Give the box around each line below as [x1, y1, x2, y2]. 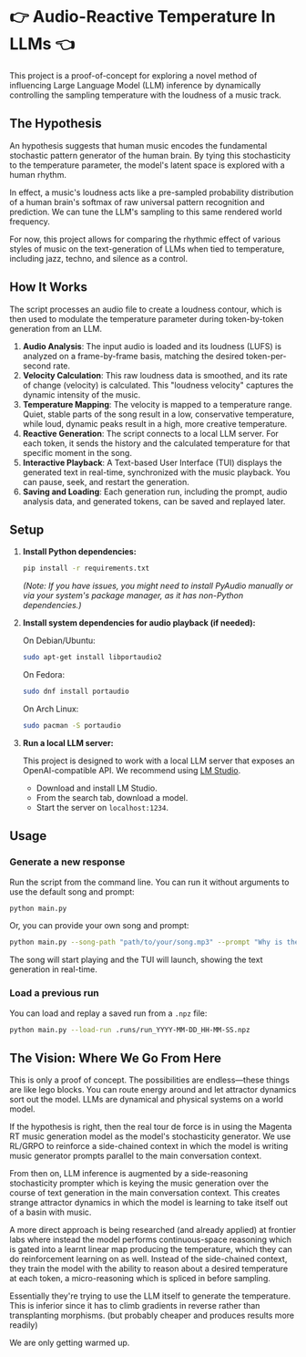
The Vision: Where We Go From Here [9, 1050, 221, 1066]
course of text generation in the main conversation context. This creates [9, 1187, 280, 1198]
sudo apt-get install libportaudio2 [22, 653, 162, 662]
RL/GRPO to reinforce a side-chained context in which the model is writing [9, 1141, 289, 1152]
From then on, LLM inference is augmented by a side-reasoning [9, 1168, 249, 1179]
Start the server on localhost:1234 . [36, 802, 168, 813]
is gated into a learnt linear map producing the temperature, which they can [9, 1244, 293, 1255]
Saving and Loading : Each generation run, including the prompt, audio [22, 486, 288, 497]
